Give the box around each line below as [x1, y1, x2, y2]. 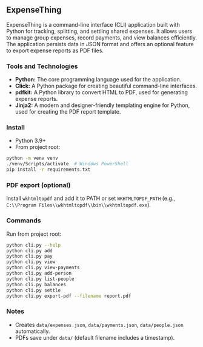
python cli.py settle [6, 287, 61, 294]
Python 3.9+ [15, 137, 47, 145]
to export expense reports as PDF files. [6, 47, 104, 54]
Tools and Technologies [6, 62, 78, 70]
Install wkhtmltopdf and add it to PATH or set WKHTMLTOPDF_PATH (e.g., [6, 194, 176, 202]
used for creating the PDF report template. [15, 108, 121, 115]
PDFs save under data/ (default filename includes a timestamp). [15, 334, 175, 341]
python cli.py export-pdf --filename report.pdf [6, 293, 131, 299]
